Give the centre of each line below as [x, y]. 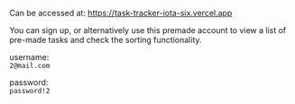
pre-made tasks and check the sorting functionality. [106, 40]
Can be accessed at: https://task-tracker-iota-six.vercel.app [121, 13]
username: [29, 57]
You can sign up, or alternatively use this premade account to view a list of [148, 30]
